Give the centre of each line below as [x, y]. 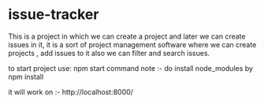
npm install [26, 76]
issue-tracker [54, 15]
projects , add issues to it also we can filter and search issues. [109, 53]
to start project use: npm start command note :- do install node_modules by [131, 68]
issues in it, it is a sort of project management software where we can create [132, 44]
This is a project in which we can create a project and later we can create [127, 36]
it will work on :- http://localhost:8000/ [71, 91]
